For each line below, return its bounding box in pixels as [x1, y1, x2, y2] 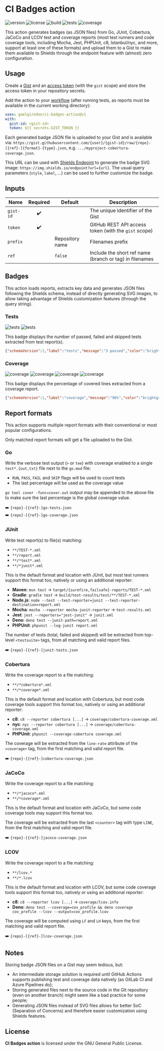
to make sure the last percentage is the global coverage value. [5, 495, 130, 501]
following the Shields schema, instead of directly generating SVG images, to [5, 290, 158, 296]
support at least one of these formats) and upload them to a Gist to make [5, 45, 152, 51]
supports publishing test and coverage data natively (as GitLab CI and [12, 976, 153, 982]
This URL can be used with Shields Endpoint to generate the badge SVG [5, 159, 150, 165]
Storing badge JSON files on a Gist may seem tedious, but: [5, 962, 123, 968]
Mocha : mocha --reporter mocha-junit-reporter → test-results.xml [12, 606, 152, 612]
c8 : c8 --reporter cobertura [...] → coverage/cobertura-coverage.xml [12, 716, 158, 722]
